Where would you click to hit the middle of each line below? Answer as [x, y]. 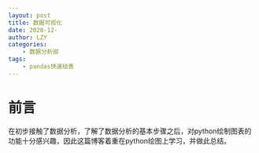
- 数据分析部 [41, 52]
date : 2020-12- [33, 30]
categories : [28, 45]
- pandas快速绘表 [48, 67]
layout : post [30, 15]
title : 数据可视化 [35, 23]
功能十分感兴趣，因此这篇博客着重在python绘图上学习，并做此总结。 [119, 140]
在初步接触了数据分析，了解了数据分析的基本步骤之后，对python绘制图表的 [130, 131]
